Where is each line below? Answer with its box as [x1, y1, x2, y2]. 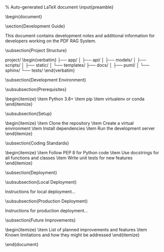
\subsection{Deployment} [5, 169, 57, 175]
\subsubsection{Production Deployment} [5, 198, 88, 204]
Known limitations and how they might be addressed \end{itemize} [5, 232, 140, 238]
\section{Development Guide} [5, 23, 65, 29]
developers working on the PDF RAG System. [5, 38, 97, 44]
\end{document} [5, 242, 39, 247]
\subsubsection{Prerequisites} [5, 86, 67, 92]
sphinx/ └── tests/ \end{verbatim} [5, 67, 75, 73]
